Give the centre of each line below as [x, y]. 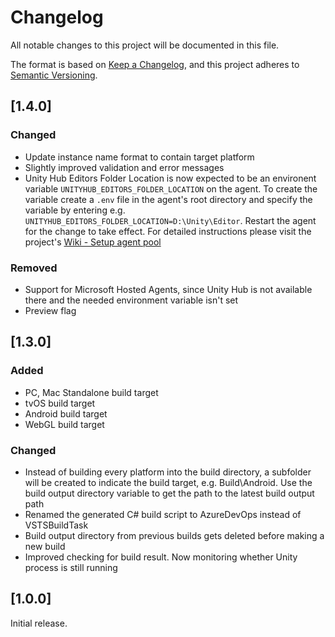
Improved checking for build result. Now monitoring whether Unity [161, 557]
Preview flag [50, 310]
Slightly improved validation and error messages [124, 167]
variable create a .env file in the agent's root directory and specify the [168, 199]
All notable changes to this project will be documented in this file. [145, 45]
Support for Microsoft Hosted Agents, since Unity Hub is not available [168, 289]
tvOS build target [60, 403]
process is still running [71, 567]
